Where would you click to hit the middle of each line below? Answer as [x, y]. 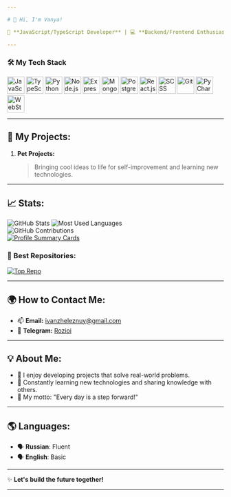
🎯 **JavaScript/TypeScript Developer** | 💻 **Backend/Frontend [101, 32]
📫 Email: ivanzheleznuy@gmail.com [69, 320]
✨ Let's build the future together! [55, 480]
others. [27, 390]
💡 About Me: [34, 359]
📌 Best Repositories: [42, 256]
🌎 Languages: [39, 426]
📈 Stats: [26, 203]
